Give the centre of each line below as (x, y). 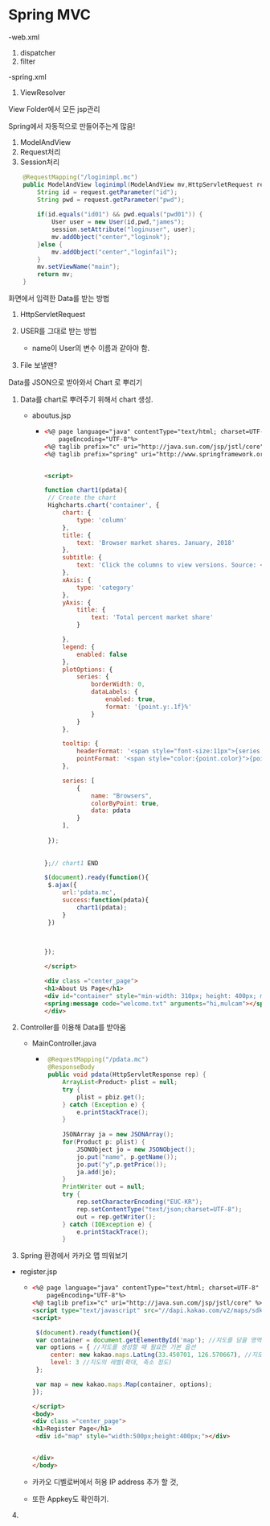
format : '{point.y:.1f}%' (149, 707)
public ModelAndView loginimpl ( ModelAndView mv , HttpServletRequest (138, 184)
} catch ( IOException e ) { (107, 1224)
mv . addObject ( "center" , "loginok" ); (111, 237)
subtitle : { (82, 558)
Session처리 (40, 162)
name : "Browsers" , (122, 796)
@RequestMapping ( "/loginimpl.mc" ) (80, 177)
